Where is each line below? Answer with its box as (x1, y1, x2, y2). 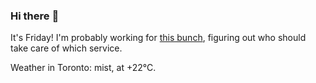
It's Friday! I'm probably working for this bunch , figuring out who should (10, 32, 307, 44)
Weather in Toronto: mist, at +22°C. (10, 62, 157, 74)
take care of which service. (10, 42, 123, 54)
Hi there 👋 (10, 9, 60, 23)
